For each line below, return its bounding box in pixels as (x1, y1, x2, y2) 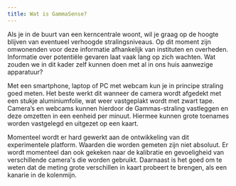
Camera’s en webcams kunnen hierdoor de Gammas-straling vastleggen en (7, 104, 229, 112)
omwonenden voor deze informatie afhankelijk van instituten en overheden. (7, 45, 229, 53)
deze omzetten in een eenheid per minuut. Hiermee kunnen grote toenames (7, 111, 230, 120)
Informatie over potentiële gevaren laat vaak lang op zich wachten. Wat (7, 53, 216, 61)
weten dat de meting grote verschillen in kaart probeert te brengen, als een (7, 163, 227, 171)
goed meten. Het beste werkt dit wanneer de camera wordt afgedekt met (7, 89, 222, 97)
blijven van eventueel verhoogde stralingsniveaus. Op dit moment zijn (7, 37, 212, 46)
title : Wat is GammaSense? (7, 10, 87, 18)
